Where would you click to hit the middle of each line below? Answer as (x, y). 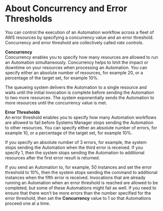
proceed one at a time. (28, 203)
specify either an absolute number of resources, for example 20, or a (74, 72)
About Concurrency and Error (66, 9)
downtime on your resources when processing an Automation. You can (76, 67)
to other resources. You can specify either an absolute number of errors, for (81, 127)
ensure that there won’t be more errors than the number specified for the (78, 193)
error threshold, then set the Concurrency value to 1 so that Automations (78, 198)
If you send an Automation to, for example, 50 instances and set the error (79, 167)
